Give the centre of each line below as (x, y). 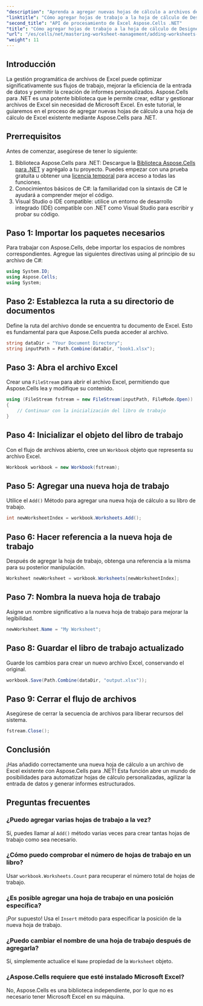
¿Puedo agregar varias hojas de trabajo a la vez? (79, 820)
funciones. (28, 182)
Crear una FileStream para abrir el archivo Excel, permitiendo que (88, 382)
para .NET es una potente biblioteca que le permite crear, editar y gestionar (100, 98)
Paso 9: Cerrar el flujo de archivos (72, 699)
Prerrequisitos (34, 137)
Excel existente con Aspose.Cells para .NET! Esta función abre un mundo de (101, 770)
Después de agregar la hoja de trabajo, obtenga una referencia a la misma (98, 561)
